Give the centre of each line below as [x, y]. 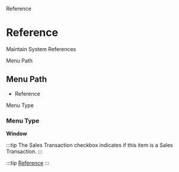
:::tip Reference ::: [28, 163]
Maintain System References [41, 49]
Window [17, 134]
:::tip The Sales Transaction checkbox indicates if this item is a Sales [89, 145]
